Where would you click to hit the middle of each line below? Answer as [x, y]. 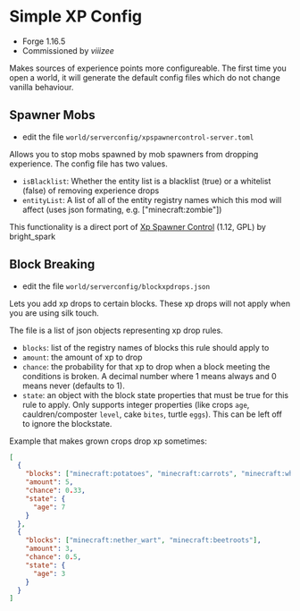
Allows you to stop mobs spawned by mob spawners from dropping [134, 154]
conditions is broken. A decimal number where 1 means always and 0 [149, 376]
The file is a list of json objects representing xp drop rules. [116, 330]
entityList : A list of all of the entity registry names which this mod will [152, 199]
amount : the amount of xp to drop [82, 357]
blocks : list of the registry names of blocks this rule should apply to [146, 347]
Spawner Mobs [52, 115]
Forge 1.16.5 [44, 41]
